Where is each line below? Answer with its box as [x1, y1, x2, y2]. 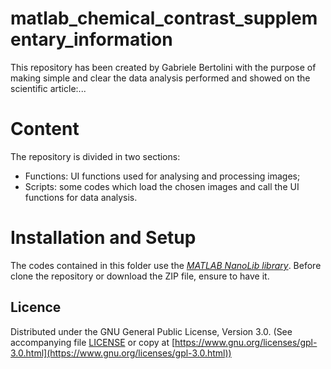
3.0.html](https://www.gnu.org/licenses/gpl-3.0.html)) [10, 347, 232, 359]
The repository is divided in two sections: [10, 150, 181, 162]
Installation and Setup [10, 227, 197, 249]
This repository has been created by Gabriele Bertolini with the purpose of [10, 61, 317, 73]
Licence [10, 299, 62, 316]
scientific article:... [10, 82, 87, 94]
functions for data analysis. [24, 191, 138, 203]
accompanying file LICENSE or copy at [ [10, 336, 176, 348]
